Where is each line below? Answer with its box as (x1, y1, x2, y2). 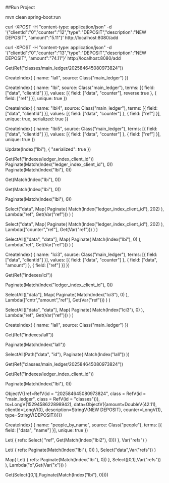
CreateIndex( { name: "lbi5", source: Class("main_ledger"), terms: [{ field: (5, 126, 158, 131)
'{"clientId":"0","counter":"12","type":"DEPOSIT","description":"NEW (5, 29, 146, 35)
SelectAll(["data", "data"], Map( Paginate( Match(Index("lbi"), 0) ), (5, 236, 142, 242)
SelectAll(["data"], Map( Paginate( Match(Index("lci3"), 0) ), (5, 292, 129, 297)
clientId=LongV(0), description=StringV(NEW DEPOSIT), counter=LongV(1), (5, 407, 162, 413)
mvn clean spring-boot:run (5, 14, 61, 20)
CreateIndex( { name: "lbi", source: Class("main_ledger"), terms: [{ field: (5, 84, 155, 91)
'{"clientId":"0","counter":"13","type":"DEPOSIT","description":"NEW (5, 50, 146, 56)
